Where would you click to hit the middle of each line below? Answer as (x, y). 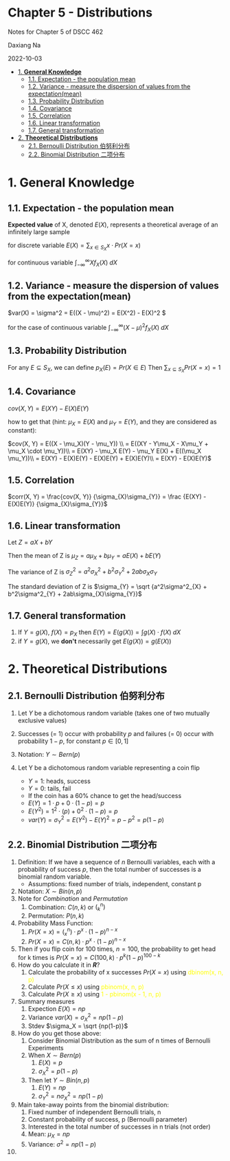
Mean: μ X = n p (49, 1135)
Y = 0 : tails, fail (49, 788)
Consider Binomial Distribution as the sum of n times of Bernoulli (119, 1040)
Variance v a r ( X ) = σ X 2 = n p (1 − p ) (76, 1017)
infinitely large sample (39, 231)
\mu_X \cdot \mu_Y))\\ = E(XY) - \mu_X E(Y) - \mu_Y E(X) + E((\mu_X (105, 451)
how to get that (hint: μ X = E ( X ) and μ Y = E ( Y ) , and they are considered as (112, 422)
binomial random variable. (55, 877)
